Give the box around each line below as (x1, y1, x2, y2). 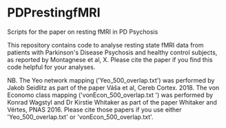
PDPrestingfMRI (7, 5, 101, 21)
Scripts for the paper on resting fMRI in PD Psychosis (7, 28, 158, 36)
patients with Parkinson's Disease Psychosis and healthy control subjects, (7, 48, 218, 56)
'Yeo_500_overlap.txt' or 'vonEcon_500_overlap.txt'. (7, 112, 154, 121)
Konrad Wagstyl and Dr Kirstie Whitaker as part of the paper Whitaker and (7, 98, 217, 106)
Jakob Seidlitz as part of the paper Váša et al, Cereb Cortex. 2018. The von (7, 83, 220, 92)
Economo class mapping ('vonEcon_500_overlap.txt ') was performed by (7, 91, 214, 99)
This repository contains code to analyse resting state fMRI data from (7, 41, 205, 49)
